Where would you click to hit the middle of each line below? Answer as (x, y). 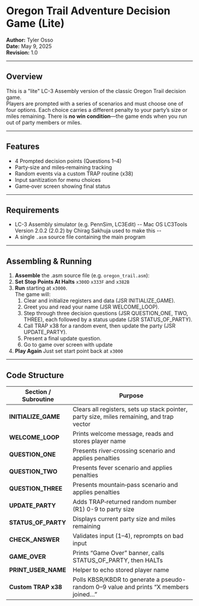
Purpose (131, 395)
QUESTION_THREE (36, 488)
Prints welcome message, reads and (123, 434)
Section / (38, 392)
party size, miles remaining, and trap (123, 417)
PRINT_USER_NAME (38, 570)
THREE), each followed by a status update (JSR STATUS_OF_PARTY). (108, 320)
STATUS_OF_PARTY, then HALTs (118, 560)
